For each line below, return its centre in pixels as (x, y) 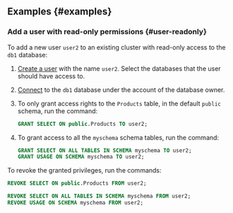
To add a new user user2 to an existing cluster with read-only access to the (116, 47)
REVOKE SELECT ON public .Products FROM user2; (77, 183)
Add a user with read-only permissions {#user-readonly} (107, 32)
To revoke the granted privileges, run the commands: (84, 171)
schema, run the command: (58, 111)
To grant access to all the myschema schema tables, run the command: (118, 137)
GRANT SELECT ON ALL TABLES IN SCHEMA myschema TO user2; (104, 150)
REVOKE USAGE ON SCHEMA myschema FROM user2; (75, 203)
